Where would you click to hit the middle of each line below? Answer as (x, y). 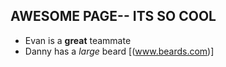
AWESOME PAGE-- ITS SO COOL (113, 16)
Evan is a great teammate (78, 40)
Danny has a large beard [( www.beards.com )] (119, 51)
